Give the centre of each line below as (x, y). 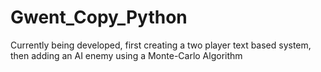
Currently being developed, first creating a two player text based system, (161, 45)
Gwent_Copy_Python (99, 17)
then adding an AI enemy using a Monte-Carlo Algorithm (126, 55)
